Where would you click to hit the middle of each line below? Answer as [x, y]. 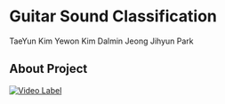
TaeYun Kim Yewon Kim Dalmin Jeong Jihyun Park [101, 41]
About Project [48, 69]
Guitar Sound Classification [113, 16]
